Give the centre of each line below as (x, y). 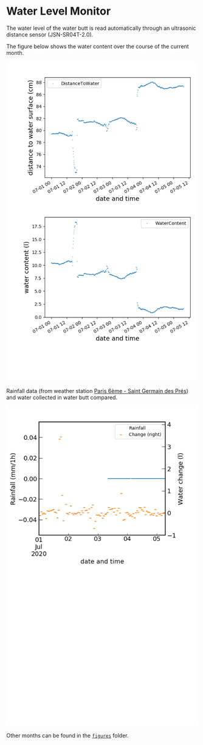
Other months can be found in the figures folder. (67, 735)
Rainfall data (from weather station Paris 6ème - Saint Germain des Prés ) (97, 390)
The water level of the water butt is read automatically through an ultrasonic (101, 28)
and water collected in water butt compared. (62, 397)
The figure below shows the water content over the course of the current (98, 46)
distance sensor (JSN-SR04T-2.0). (50, 34)
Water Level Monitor (59, 11)
